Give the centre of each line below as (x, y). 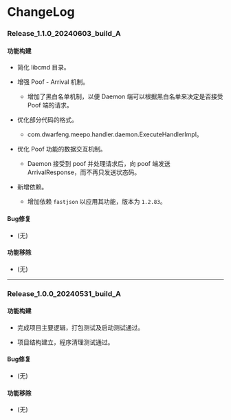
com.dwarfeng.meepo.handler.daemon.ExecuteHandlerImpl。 (115, 134)
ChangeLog (41, 12)
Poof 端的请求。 (50, 105)
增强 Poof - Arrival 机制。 (53, 82)
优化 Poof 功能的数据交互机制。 (62, 149)
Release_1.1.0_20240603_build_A (64, 34)
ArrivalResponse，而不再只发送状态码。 (84, 172)
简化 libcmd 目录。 (43, 67)
